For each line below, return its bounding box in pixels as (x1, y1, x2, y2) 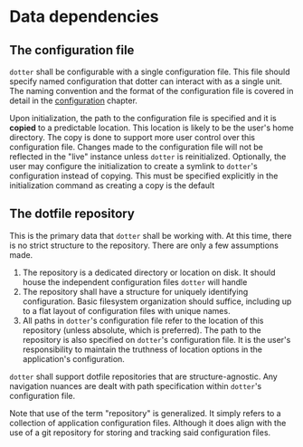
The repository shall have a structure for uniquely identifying (22, 286, 249, 297)
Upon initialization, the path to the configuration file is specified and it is (9, 113, 278, 123)
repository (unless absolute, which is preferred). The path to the (22, 324, 261, 336)
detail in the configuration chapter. (9, 95, 138, 106)
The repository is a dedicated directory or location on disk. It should (22, 267, 276, 278)
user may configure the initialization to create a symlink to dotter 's (9, 161, 258, 171)
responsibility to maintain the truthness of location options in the (22, 344, 262, 355)
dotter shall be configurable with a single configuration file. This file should (9, 66, 290, 77)
